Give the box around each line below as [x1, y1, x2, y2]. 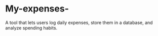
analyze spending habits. [5, 24, 58, 30]
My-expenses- [5, 3, 69, 14]
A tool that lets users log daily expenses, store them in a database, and [5, 19, 153, 25]
